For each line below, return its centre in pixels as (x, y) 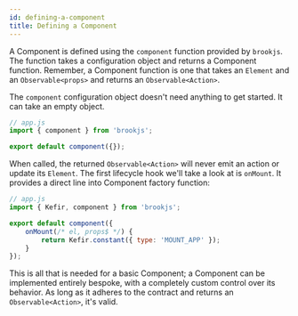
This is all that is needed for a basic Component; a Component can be (137, 273)
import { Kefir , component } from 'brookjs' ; (95, 207)
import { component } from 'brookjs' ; (81, 131)
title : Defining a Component (63, 26)
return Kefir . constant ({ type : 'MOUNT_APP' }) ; (131, 240)
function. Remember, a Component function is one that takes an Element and (149, 70)
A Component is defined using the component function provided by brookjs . (146, 51)
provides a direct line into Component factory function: (110, 182)
